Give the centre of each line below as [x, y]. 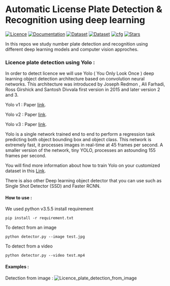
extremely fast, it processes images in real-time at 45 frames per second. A [84, 145]
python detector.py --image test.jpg [45, 237]
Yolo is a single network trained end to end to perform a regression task [80, 134]
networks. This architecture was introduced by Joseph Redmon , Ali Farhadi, [85, 84]
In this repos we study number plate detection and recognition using [77, 44]
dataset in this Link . [26, 171]
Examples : [17, 267]
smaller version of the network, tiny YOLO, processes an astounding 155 [80, 150]
